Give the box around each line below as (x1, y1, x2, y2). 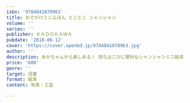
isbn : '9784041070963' (6, 8, 64, 15)
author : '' (6, 48, 34, 55)
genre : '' (6, 65, 31, 71)
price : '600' (6, 59, 39, 65)
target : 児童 (6, 71, 38, 77)
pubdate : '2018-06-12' (6, 37, 64, 43)
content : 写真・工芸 (6, 82, 53, 88)
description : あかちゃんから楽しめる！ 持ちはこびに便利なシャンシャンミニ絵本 (6, 54, 184, 60)
